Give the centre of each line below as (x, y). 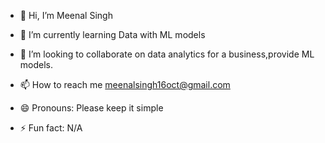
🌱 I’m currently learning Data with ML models (112, 34)
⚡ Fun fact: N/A (51, 128)
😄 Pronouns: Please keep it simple (91, 108)
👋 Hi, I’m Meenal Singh (66, 15)
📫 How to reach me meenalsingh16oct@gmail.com (125, 84)
